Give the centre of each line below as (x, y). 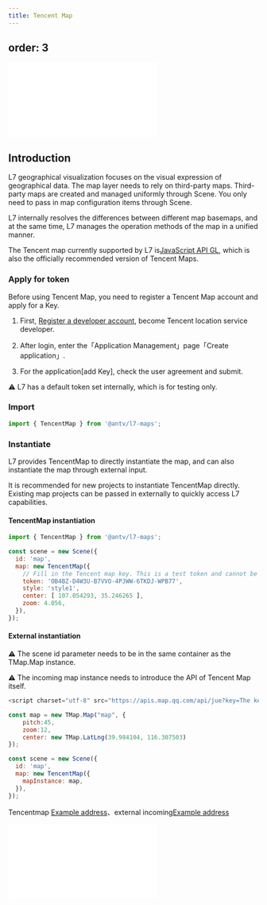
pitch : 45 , (39, 722)
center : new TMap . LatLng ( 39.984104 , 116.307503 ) (104, 737)
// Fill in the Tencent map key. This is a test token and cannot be (140, 573)
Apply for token (39, 279)
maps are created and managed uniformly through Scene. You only (137, 194)
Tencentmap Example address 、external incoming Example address (119, 812)
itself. (17, 686)
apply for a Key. (34, 305)
